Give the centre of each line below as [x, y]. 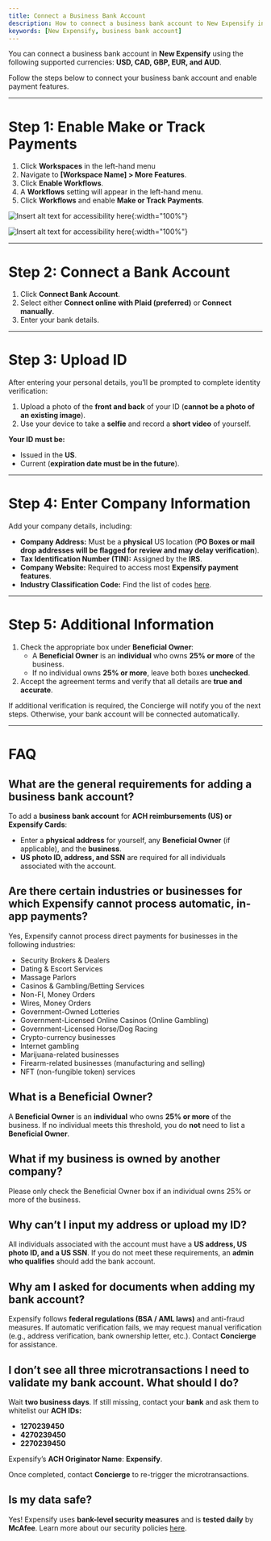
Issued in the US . [48, 455]
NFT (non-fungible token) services [77, 1071]
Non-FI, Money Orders [57, 994]
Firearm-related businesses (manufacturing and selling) [113, 1063]
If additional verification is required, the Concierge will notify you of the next [135, 706]
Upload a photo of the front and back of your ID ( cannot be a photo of [138, 407]
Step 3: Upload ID [68, 360]
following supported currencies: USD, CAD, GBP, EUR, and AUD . [115, 62]
